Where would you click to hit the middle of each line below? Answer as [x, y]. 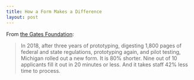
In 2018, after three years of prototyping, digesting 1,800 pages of [101, 46]
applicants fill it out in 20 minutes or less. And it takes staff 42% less [104, 64]
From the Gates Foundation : [40, 34]
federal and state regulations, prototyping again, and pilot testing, [101, 52]
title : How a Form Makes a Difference [54, 12]
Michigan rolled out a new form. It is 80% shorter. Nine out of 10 [99, 58]
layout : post [22, 17]
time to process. [40, 71]
